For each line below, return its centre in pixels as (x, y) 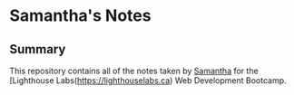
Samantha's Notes (80, 16)
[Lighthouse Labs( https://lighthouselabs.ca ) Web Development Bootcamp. (148, 81)
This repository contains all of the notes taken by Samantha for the (134, 71)
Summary (38, 49)
